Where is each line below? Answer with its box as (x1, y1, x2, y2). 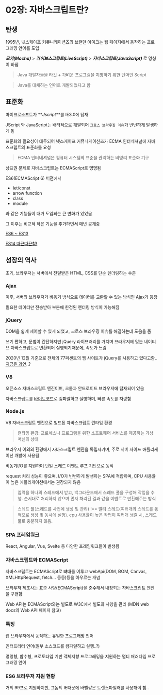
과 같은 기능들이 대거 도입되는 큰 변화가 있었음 (5, 210, 93, 216)
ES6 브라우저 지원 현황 (5, 673, 55, 679)
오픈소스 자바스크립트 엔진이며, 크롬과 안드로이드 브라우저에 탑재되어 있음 (5, 385, 145, 391)
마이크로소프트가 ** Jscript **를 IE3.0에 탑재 (5, 111, 89, 117)
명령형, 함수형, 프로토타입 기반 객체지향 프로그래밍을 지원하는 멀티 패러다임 (5, 653, 147, 659)
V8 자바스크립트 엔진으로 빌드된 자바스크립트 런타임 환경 (5, 420, 113, 425)
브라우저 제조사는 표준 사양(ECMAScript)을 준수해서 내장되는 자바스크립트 (5, 585, 146, 591)
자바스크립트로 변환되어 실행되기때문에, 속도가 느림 (10, 345, 107, 351)
